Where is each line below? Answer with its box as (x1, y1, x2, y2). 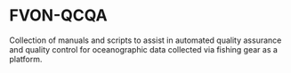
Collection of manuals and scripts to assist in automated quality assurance (9, 35, 282, 45)
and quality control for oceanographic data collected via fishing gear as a (9, 44, 279, 54)
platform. (9, 53, 43, 64)
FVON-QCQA (9, 5, 109, 26)
